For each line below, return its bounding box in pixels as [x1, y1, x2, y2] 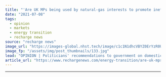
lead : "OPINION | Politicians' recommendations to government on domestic [5, 53, 163, 58]
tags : [5, 16, 16, 21]
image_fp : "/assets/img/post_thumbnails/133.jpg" [5, 48, 110, 53]
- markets [9, 26, 30, 31]
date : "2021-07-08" [5, 12, 45, 17]
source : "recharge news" [5, 39, 56, 44]
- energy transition [9, 30, 52, 35]
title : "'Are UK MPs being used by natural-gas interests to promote [5, 7, 152, 12]
